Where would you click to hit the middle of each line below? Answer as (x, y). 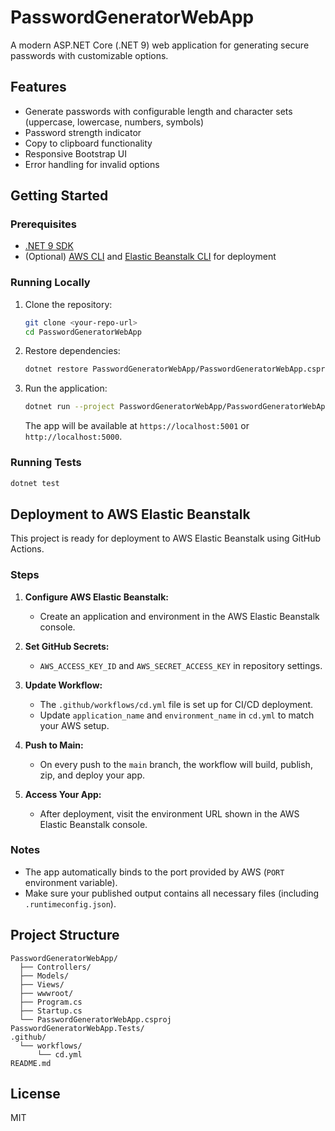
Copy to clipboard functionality (88, 143)
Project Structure (65, 935)
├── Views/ (42, 984)
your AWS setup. (74, 725)
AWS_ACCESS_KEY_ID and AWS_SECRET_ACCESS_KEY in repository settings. (181, 665)
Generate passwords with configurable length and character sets (158, 111)
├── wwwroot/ (46, 993)
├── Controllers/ (55, 967)
